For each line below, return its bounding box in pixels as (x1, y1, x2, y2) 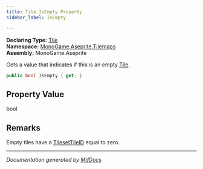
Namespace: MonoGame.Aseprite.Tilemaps (6, 43, 116, 50)
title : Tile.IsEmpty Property (6, 8, 83, 15)
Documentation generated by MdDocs (6, 156, 101, 163)
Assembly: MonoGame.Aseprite (6, 49, 87, 56)
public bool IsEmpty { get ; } (6, 72, 83, 78)
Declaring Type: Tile (6, 36, 58, 43)
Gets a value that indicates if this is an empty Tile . (6, 61, 130, 68)
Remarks (6, 123, 41, 133)
